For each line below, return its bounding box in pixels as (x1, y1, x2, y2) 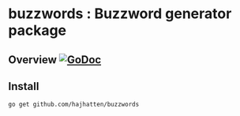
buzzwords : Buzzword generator (8, 5, 232, 23)
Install (8, 80, 39, 93)
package (8, 21, 67, 39)
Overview (8, 53, 58, 66)
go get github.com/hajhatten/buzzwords (8, 100, 140, 109)
